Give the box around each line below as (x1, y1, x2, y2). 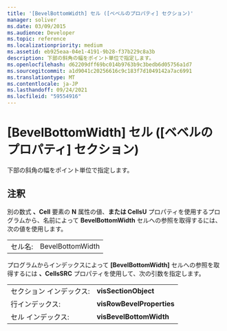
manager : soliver (7, 16, 57, 23)
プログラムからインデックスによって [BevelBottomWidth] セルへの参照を (7, 260, 214, 269)
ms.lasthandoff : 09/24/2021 (7, 87, 88, 93)
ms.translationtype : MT (7, 73, 76, 81)
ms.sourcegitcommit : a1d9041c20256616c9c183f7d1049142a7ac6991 (7, 67, 193, 74)
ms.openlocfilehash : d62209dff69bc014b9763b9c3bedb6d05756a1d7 (7, 61, 193, 68)
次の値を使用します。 (7, 225, 67, 233)
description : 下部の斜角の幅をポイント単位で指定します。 (7, 55, 155, 62)
